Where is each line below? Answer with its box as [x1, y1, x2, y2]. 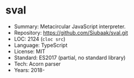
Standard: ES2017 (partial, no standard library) [13, 54, 126, 61]
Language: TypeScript [13, 42, 68, 49]
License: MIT [13, 48, 46, 55]
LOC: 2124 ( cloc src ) [13, 35, 66, 42]
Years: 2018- [13, 66, 45, 73]
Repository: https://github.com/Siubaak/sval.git [13, 29, 128, 36]
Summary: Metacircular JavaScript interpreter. [13, 23, 126, 30]
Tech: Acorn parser [13, 60, 61, 67]
